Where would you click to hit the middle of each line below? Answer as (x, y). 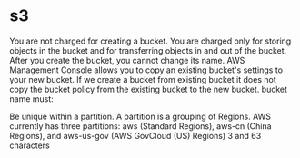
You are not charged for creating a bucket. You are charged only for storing (150, 41)
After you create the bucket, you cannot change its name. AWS (127, 60)
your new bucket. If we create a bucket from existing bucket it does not (143, 79)
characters (30, 145)
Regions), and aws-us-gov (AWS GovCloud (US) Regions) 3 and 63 (135, 135)
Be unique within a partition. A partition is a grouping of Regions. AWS (140, 116)
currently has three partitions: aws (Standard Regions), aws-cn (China (140, 126)
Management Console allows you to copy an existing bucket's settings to (146, 70)
